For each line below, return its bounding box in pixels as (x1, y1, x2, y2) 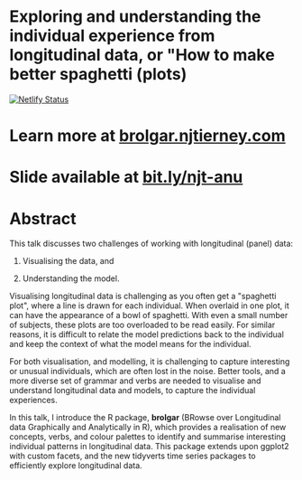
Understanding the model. (22, 273, 120, 284)
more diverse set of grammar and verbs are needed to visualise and (9, 375, 261, 386)
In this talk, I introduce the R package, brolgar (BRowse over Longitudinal (9, 412, 281, 423)
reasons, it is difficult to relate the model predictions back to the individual (9, 329, 284, 340)
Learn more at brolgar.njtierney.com (9, 126, 286, 146)
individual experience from (9, 25, 215, 46)
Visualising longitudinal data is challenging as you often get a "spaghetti (9, 291, 277, 302)
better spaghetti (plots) (9, 64, 188, 85)
